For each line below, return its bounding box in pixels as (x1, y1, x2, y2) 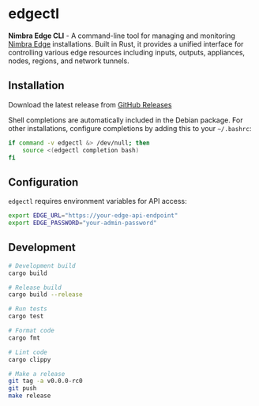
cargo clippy (8, 355, 51, 363)
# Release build (8, 284, 62, 291)
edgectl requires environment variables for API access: (8, 197, 187, 206)
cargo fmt (8, 333, 41, 342)
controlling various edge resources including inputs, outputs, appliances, (8, 47, 246, 57)
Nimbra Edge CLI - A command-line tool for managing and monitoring (8, 31, 235, 40)
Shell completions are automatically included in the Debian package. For (8, 115, 243, 125)
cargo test (8, 313, 44, 321)
